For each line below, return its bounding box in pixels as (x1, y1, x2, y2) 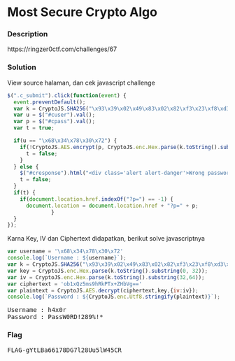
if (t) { (13, 190, 36, 197)
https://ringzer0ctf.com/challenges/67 (7, 45, 117, 53)
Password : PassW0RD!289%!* (7, 313, 104, 321)
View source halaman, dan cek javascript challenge (7, 78, 155, 87)
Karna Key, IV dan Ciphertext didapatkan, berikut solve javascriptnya (7, 234, 205, 243)
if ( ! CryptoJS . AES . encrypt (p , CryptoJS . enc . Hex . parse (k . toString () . (20, 143, 221, 150)
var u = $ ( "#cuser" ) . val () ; (13, 111, 96, 119)
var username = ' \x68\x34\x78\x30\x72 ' (7, 248, 124, 255)
